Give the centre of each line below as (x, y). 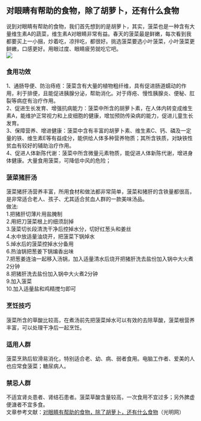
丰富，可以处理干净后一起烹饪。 (45, 327)
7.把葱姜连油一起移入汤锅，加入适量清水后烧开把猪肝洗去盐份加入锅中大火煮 (100, 259)
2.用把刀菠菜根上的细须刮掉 (40, 222)
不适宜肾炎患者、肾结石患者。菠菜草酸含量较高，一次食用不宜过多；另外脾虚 (100, 397)
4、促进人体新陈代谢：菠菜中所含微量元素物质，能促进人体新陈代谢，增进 (97, 153)
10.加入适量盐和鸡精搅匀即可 (41, 289)
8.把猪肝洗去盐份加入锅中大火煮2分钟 (52, 274)
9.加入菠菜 (19, 281)
